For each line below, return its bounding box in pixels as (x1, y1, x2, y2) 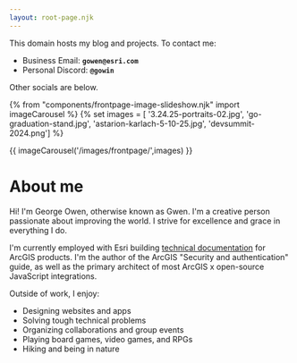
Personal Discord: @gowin (21, 64, 115, 75)
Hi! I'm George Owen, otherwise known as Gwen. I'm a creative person (9, 206, 270, 216)
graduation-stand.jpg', (9, 118, 91, 129)
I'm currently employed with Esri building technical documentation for (9, 242, 266, 253)
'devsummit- (208, 118, 255, 129)
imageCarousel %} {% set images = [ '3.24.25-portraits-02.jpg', (9, 108, 244, 119)
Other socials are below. (9, 81, 98, 92)
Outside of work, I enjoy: (9, 288, 100, 299)
